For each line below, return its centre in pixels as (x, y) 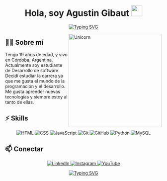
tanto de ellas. (20, 102)
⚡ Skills (17, 119)
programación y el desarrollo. (35, 86)
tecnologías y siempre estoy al (37, 96)
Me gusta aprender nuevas (33, 91)
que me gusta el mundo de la (35, 81)
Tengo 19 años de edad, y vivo (37, 54)
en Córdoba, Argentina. (29, 60)
